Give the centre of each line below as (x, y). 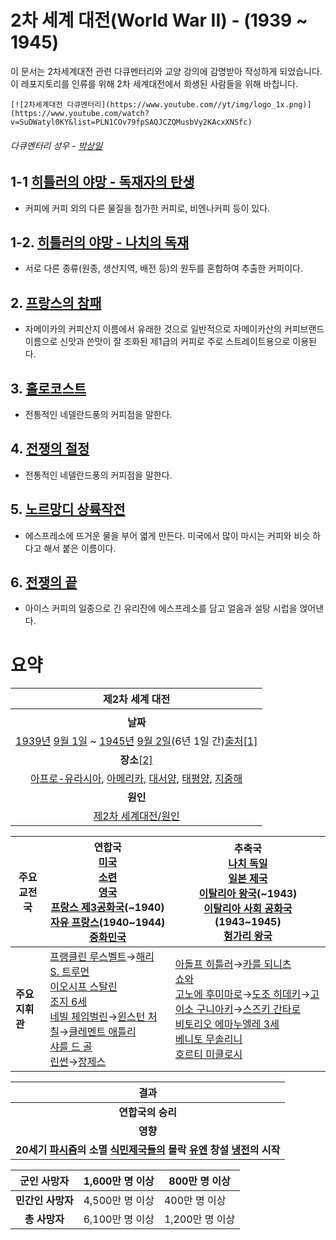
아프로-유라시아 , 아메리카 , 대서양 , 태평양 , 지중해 (136, 779)
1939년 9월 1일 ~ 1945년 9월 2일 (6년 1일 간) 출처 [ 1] (136, 741)
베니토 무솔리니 (208, 1039)
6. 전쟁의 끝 (44, 582)
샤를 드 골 (71, 1047)
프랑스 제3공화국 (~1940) (107, 908)
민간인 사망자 (44, 1201)
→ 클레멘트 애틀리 (98, 1032)
